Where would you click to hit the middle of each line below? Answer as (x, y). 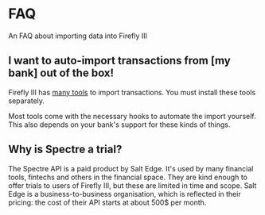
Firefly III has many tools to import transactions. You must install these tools (132, 92)
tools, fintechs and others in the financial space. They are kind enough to (128, 177)
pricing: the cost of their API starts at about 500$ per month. (107, 202)
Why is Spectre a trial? (65, 150)
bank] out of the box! (61, 73)
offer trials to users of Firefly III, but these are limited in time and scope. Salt (132, 185)
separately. (27, 101)
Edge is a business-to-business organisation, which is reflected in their (125, 194)
